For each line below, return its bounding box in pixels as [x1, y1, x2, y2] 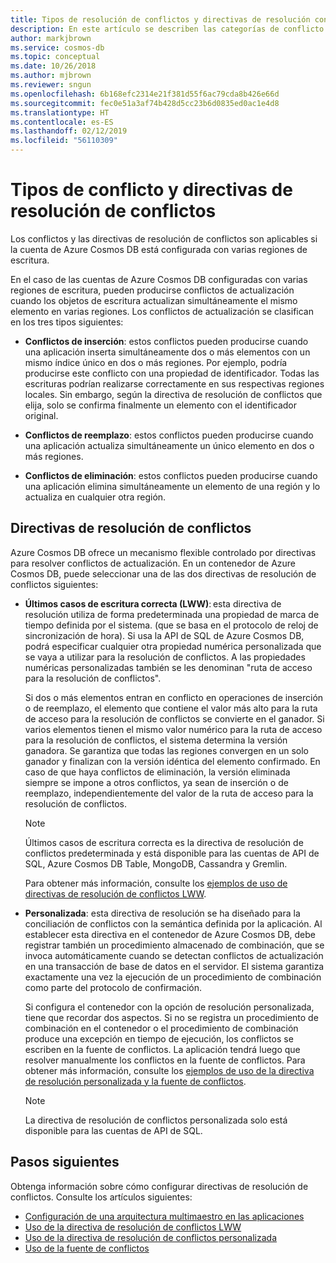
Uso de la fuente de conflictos [24, 1242, 150, 1254]
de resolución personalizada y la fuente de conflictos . [24, 1075, 247, 1087]
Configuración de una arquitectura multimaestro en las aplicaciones [24, 1210, 305, 1222]
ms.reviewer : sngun [10, 80, 92, 90]
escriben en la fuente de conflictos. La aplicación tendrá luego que [24, 1043, 301, 1055]
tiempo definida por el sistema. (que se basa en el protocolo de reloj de [24, 619, 319, 631]
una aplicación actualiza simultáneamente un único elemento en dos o [24, 439, 315, 451]
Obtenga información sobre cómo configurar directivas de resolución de [10, 1180, 309, 1192]
